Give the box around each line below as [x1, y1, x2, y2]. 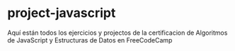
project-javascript [7, 5, 116, 21]
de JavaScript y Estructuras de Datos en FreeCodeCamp [7, 35, 173, 44]
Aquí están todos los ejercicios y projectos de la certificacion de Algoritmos [7, 28, 228, 37]
